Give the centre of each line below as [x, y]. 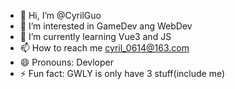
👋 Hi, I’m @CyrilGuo [60, 15]
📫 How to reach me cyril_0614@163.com [104, 48]
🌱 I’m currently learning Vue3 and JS [95, 36]
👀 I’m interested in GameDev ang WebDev [106, 26]
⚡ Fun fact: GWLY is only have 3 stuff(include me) [122, 73]
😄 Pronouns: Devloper [66, 62]
